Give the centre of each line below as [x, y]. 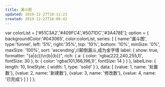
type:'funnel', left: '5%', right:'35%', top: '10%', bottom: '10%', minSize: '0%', [83, 44]
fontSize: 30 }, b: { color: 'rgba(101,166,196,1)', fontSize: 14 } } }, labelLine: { [81, 61]
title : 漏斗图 [19, 10]
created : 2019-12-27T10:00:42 [36, 19]
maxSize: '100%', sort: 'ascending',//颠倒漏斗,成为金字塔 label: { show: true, [82, 50]
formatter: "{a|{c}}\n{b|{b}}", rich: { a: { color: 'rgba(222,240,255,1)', [74, 56]
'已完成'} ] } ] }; [21, 79]
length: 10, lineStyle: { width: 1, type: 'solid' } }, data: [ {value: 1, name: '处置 [82, 67]
